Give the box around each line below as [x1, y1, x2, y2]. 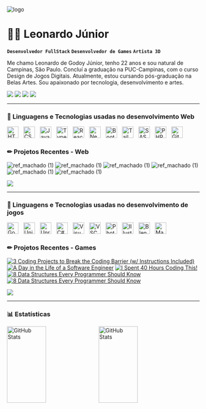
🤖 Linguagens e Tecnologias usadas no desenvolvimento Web [7, 112, 195, 120]
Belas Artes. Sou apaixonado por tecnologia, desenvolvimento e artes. [7, 78, 184, 86]
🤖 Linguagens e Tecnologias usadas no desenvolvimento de [7, 201, 189, 209]
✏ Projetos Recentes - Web [7, 147, 89, 156]
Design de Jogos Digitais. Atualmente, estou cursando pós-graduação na [7, 72, 192, 79]
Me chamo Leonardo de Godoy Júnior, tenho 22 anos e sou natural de [7, 59, 184, 67]
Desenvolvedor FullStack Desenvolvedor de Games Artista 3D [7, 48, 161, 54]
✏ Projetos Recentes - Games [7, 243, 97, 252]
